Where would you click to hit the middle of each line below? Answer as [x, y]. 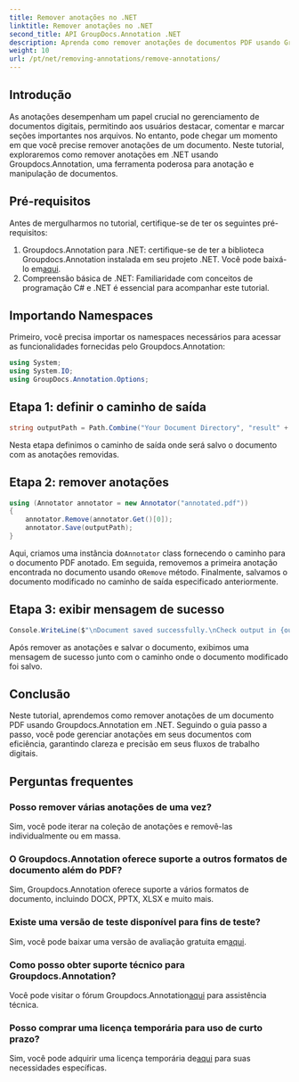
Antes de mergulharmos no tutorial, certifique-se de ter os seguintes [135, 223]
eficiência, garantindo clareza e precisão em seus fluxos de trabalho [134, 744]
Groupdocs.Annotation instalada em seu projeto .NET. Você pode [141, 259]
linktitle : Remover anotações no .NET [81, 26]
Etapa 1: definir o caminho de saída [108, 407]
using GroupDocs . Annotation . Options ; [79, 380]
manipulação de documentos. [64, 173]
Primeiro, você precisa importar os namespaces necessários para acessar [145, 337]
